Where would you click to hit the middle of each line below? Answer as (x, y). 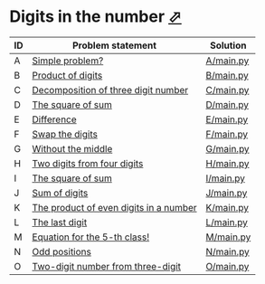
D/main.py (227, 104)
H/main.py (228, 163)
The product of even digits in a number (114, 207)
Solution (228, 45)
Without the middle (72, 148)
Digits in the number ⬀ (96, 17)
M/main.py (228, 237)
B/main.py (227, 75)
